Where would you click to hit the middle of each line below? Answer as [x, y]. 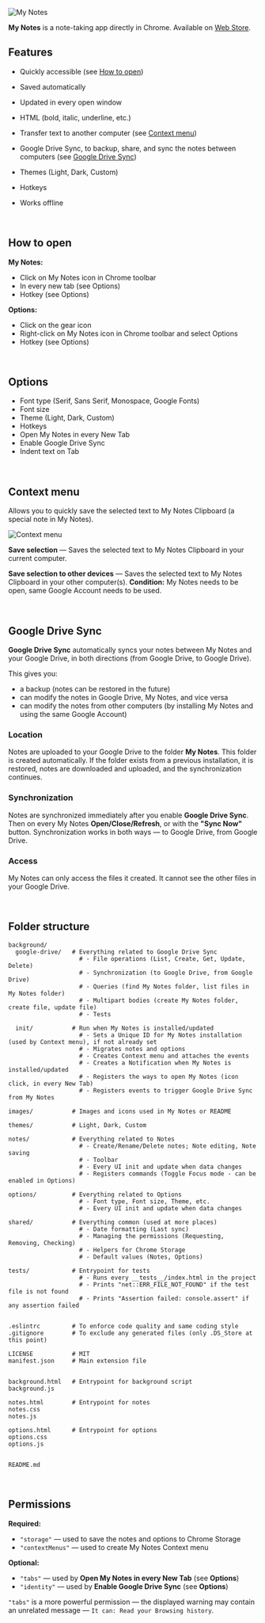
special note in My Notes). [51, 520]
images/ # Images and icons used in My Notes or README [120, 1111]
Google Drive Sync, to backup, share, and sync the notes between [128, 148]
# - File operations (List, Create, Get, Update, [162, 958]
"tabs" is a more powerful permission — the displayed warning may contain [132, 1602]
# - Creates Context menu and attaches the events [164, 1056]
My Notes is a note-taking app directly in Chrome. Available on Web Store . [130, 27]
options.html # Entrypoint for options [83, 1430]
